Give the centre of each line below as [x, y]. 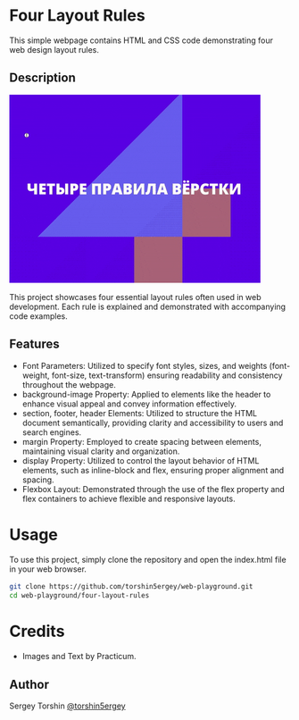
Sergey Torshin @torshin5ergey [68, 706]
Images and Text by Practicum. [79, 657]
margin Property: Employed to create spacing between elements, [141, 441]
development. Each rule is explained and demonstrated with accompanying [148, 306]
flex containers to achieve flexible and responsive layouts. [129, 498]
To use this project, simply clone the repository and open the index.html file [148, 559]
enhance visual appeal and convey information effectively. [129, 404]
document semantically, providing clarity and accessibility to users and [153, 423]
